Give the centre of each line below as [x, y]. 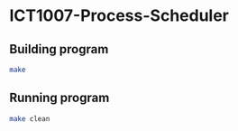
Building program [59, 49]
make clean [30, 118]
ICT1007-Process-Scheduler [119, 16]
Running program [59, 98]
